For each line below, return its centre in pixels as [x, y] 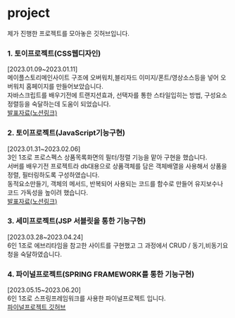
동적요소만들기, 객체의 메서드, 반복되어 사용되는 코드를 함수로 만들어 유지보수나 [115, 183]
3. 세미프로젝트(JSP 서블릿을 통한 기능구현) [77, 221]
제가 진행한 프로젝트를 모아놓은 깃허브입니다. [69, 33]
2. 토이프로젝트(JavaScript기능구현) [66, 133]
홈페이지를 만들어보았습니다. [64, 87]
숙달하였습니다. [41, 254]
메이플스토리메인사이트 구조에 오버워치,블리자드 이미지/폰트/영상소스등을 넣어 [113, 78]
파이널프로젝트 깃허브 [37, 307]
